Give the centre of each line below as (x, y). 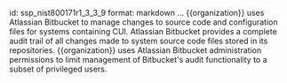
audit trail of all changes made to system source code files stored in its (139, 41)
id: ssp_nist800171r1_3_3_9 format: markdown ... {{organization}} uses (137, 13)
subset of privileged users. (58, 69)
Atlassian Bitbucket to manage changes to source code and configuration (143, 22)
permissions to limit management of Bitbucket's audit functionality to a (139, 60)
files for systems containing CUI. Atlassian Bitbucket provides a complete (143, 31)
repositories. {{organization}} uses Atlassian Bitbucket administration (136, 50)
